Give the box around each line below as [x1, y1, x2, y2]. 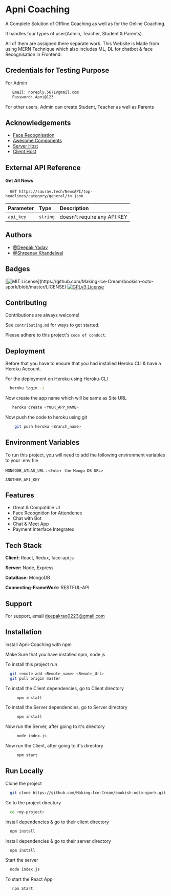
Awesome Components [12, 137, 62, 144]
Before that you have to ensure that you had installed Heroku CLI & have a [5, 360, 161, 367]
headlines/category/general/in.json [5, 193, 83, 198]
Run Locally [5, 767, 44, 776]
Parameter [8, 204, 34, 212]
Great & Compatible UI [12, 505, 60, 511]
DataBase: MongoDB [5, 575, 50, 581]
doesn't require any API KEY [59, 213, 128, 220]
